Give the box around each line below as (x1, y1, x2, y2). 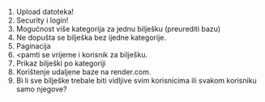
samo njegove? (15, 84, 67, 94)
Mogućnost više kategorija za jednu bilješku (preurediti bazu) (15, 24, 221, 33)
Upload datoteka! (15, 7, 75, 16)
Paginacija (15, 41, 51, 51)
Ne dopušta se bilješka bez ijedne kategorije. (15, 32, 166, 42)
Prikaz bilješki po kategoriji (15, 58, 106, 68)
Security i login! (15, 15, 69, 25)
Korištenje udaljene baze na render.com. (15, 67, 152, 76)
